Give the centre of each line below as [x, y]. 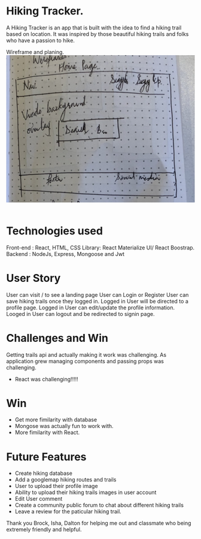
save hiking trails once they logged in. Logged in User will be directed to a [97, 301]
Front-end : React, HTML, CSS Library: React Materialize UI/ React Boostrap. [100, 248]
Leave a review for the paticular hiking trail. [68, 511]
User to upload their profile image [56, 486]
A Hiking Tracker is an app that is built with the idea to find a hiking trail [94, 28]
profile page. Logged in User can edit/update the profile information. [91, 308]
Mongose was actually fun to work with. [64, 426]
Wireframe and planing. [35, 52]
